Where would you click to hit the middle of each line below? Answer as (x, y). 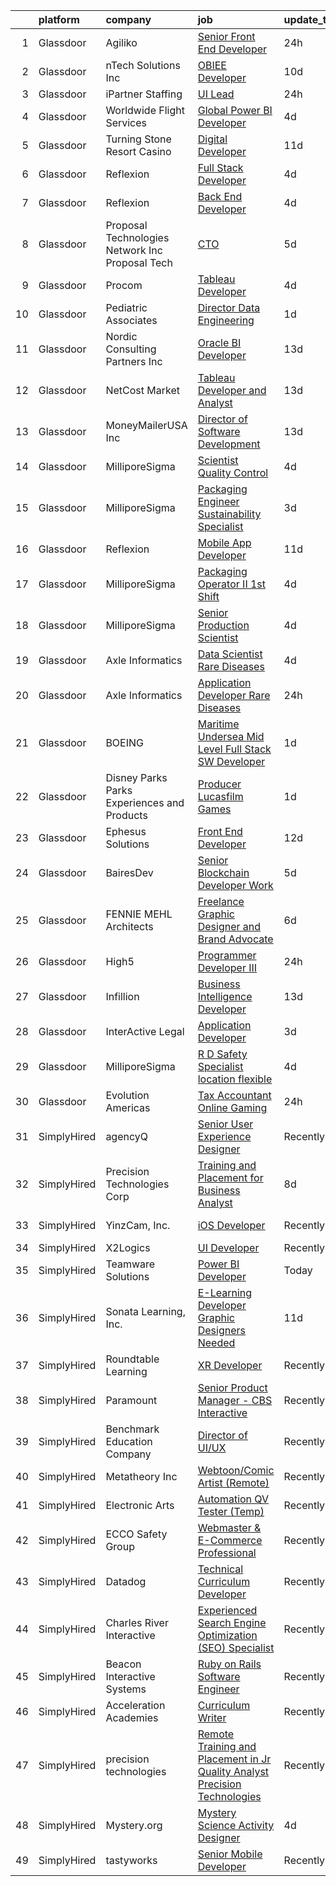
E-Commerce (230, 1540)
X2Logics (128, 1247)
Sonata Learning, (145, 1311)
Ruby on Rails (229, 1664)
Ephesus (126, 831)
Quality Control (233, 472)
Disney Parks (136, 777)
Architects (129, 926)
